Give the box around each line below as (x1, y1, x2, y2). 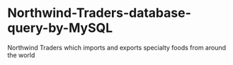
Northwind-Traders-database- (7, 5, 191, 21)
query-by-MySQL (7, 20, 113, 36)
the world (7, 51, 35, 59)
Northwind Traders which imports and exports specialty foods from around (7, 43, 227, 52)
